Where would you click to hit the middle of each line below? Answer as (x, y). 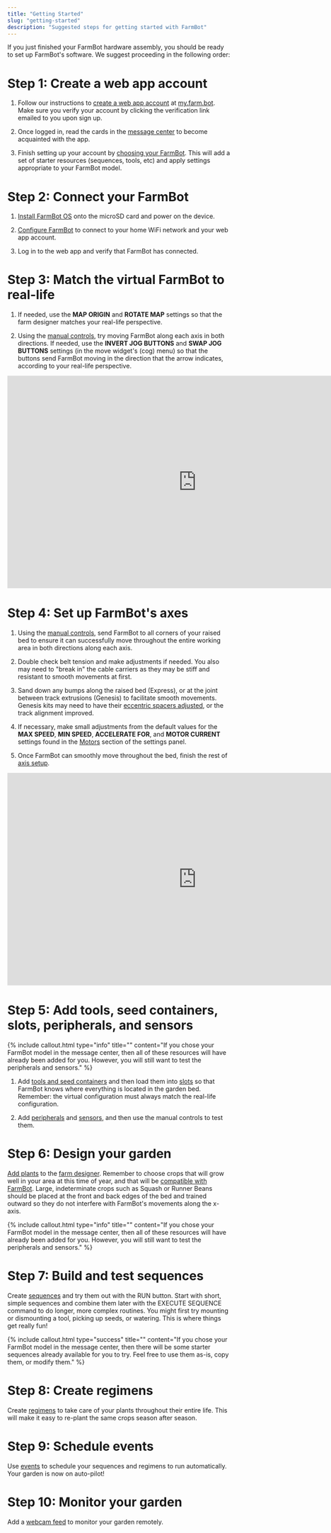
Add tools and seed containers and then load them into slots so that (116, 1082)
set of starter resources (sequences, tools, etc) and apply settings (114, 161)
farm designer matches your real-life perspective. (90, 322)
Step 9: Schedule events (81, 1447)
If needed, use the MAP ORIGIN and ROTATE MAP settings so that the (120, 315)
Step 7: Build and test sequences (105, 1276)
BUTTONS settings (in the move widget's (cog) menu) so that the (113, 351)
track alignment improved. (56, 713)
